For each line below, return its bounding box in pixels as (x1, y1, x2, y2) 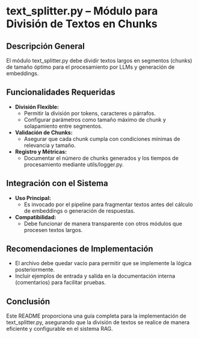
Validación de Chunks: (14, 128, 73, 136)
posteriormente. (14, 266, 55, 274)
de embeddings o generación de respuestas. (23, 207, 135, 214)
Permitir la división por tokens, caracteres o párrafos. (23, 110, 156, 117)
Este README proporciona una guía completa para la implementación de (6, 312, 186, 320)
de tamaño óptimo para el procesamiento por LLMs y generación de (6, 63, 175, 70)
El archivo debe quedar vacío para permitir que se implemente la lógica (14, 260, 192, 267)
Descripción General (6, 41, 85, 51)
